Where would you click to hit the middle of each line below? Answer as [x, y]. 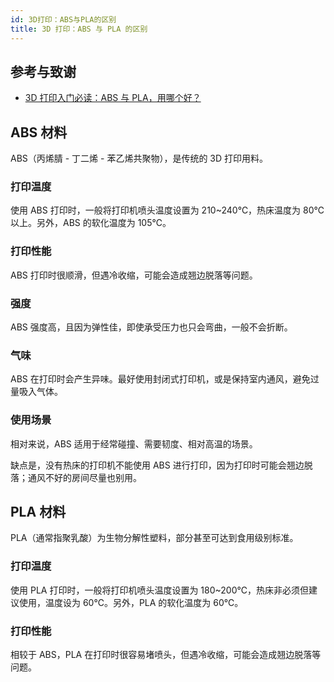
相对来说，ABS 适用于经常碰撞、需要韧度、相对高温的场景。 [134, 443]
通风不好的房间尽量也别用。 [84, 477]
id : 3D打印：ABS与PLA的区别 [63, 19]
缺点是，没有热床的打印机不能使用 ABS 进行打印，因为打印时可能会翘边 [157, 465]
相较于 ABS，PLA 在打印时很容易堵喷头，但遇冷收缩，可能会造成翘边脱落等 [166, 655]
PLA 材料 [38, 512]
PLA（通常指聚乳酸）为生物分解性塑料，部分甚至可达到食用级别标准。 [154, 538]
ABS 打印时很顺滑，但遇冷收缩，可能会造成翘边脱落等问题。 [134, 275]
